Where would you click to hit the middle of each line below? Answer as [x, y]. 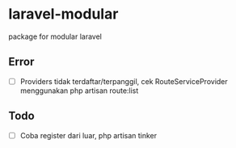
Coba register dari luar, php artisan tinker [88, 135]
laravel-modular [63, 14]
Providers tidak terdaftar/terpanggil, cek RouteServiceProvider [124, 81]
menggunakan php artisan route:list [79, 91]
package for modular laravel [55, 36]
